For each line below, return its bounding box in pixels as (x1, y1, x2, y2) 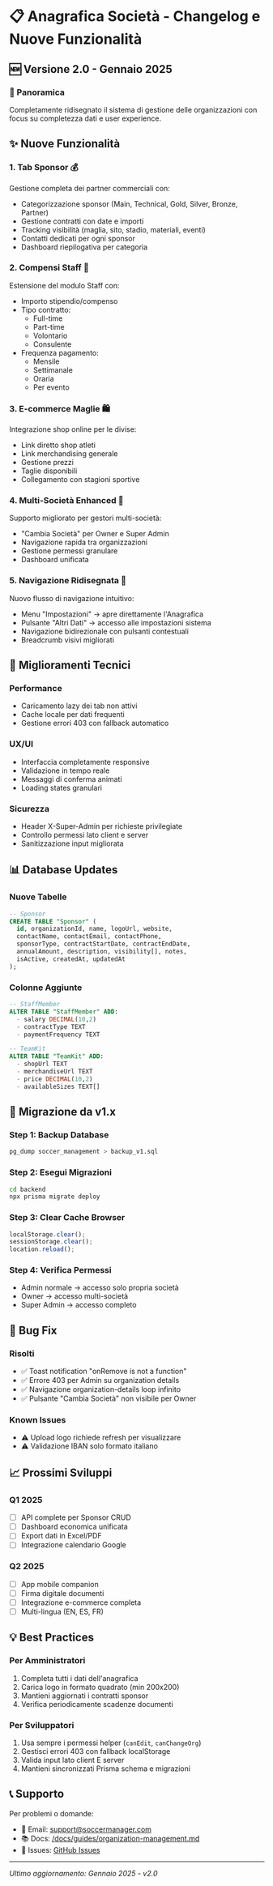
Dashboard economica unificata (20, 1521, 128, 1532)
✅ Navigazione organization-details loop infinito (20, 1385, 181, 1394)
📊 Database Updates (9, 863, 118, 877)
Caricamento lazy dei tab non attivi (20, 701, 138, 710)
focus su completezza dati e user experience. (9, 113, 161, 123)
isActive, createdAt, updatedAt (16, 954, 126, 963)
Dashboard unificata (20, 555, 89, 565)
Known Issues (9, 1414, 66, 1426)
